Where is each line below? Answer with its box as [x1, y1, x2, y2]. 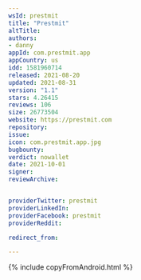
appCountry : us [8, 57, 59, 65]
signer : [8, 168, 34, 176]
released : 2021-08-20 [8, 71, 80, 79]
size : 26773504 [8, 109, 59, 117]
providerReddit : [8, 219, 62, 227]
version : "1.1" [8, 86, 59, 94]
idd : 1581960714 [8, 64, 62, 72]
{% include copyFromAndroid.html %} [8, 262, 133, 272]
